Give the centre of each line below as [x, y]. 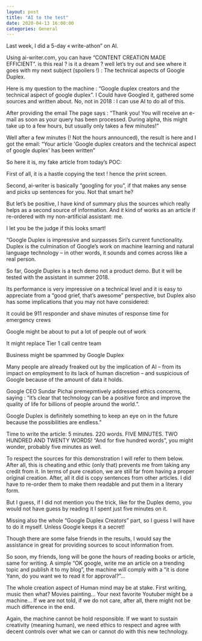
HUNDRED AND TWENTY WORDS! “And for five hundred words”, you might [100, 440]
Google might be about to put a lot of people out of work [76, 332]
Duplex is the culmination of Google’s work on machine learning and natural [100, 246]
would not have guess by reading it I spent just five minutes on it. [87, 509]
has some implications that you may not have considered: [78, 302]
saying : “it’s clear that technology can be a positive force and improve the [98, 398]
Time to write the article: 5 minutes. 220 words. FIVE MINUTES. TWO [92, 434]
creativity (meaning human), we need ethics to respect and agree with [93, 625]
